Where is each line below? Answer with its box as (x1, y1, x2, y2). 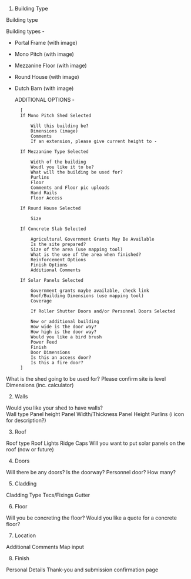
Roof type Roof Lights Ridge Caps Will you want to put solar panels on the (6, 440, 185, 447)
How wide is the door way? (30, 324, 97, 330)
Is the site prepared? (30, 241, 86, 247)
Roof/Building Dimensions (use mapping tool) (30, 293, 144, 299)
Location (14, 532, 36, 539)
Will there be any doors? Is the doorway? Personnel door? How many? (6, 469, 176, 475)
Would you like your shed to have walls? (6, 404, 103, 411)
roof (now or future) (6, 446, 54, 452)
